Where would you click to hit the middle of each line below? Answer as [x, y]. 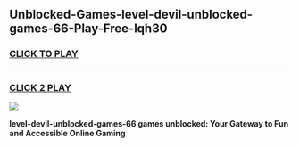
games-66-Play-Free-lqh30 [88, 29]
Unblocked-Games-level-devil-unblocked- [131, 15]
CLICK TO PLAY [44, 54]
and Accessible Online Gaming [67, 133]
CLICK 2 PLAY [40, 87]
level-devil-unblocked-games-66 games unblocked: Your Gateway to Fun [149, 123]
